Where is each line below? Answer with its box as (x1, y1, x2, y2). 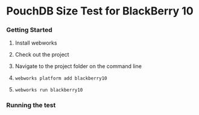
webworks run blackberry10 (14, 87, 83, 93)
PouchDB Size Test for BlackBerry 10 (6, 4, 194, 18)
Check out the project (14, 51, 69, 58)
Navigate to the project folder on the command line (14, 63, 142, 70)
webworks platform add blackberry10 (14, 75, 107, 82)
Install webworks (14, 39, 57, 46)
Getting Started (6, 26, 52, 34)
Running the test (6, 101, 56, 110)
